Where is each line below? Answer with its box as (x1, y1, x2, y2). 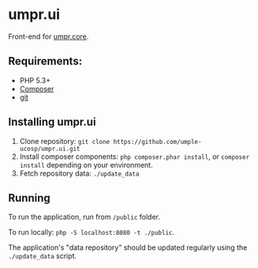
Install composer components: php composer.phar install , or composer (19, 152, 250, 161)
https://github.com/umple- (113, 138, 202, 145)
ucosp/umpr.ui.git (19, 145, 80, 153)
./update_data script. (8, 251, 77, 261)
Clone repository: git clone (19, 136, 110, 145)
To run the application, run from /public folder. (8, 212, 160, 222)
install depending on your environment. (19, 160, 153, 169)
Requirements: (8, 55, 83, 68)
